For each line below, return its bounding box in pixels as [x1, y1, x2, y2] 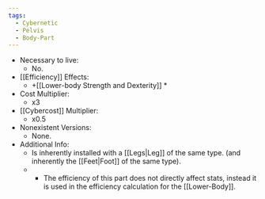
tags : [8, 11, 26, 20]
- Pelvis [15, 26, 44, 34]
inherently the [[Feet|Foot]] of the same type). [31, 156, 182, 166]
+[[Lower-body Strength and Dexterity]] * [31, 81, 168, 90]
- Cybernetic [15, 19, 59, 27]
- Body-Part [15, 33, 55, 42]
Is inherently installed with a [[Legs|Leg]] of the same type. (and [31, 148, 241, 158]
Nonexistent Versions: [19, 123, 92, 132]
